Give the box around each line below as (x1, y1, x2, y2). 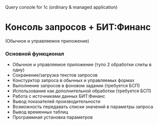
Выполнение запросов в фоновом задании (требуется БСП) (12, 83, 141, 89)
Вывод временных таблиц (12, 109, 68, 115)
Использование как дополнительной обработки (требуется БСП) (12, 88, 152, 94)
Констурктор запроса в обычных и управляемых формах (12, 77, 135, 83)
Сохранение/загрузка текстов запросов (12, 72, 98, 78)
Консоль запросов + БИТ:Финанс (5, 22, 151, 33)
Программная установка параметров (12, 114, 93, 121)
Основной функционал (5, 50, 64, 57)
